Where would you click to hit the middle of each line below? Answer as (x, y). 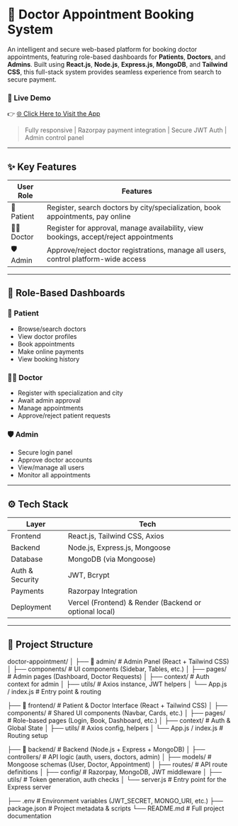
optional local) (91, 612)
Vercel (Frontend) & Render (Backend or (135, 603)
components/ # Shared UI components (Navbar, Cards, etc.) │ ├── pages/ (117, 712)
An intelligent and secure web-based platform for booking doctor (102, 49)
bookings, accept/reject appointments (110, 237)
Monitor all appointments (54, 475)
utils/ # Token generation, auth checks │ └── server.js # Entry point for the (117, 779)
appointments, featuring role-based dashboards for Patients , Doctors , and (117, 57)
